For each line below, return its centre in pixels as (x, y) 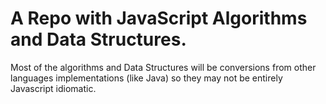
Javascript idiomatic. (53, 88)
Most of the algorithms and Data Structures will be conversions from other (163, 67)
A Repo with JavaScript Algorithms (159, 18)
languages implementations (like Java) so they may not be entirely (146, 78)
